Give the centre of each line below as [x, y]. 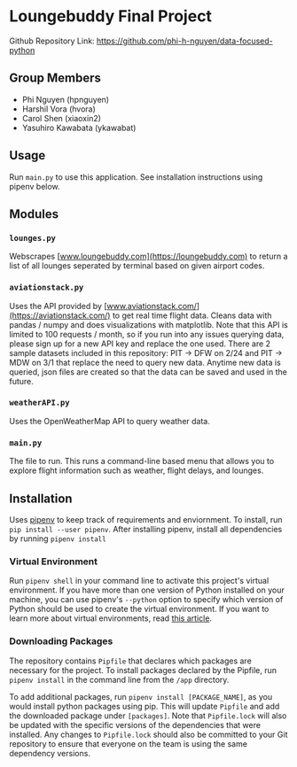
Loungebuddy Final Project [111, 16]
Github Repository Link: [52, 41]
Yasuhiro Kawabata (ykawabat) [79, 128]
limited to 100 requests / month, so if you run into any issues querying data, [147, 334]
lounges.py [32, 238]
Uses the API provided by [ [58, 306]
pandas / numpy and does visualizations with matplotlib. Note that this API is [148, 324]
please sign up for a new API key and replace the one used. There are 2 [140, 344]
